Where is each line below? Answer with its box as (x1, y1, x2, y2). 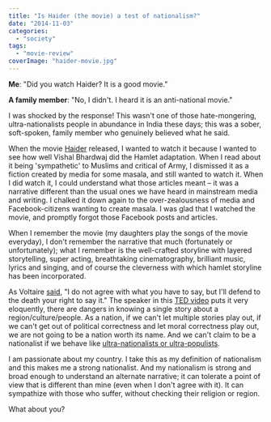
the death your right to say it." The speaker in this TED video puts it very (8, 295, 249, 305)
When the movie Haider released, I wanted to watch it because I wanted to (8, 143, 257, 153)
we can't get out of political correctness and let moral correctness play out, (8, 321, 260, 330)
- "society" (15, 34, 57, 43)
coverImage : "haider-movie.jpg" (8, 58, 117, 66)
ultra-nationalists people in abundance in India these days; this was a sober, (8, 119, 261, 129)
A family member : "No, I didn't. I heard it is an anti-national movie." (8, 95, 233, 104)
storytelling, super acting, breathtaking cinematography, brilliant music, (8, 254, 246, 263)
